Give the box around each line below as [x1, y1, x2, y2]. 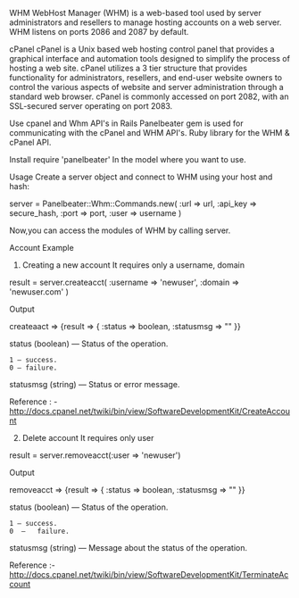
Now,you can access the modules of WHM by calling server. [9, 225, 231, 236]
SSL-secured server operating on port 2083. [9, 101, 173, 111]
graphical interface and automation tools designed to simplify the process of [9, 54, 290, 63]
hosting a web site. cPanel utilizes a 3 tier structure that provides [9, 62, 248, 73]
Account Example [9, 243, 74, 253]
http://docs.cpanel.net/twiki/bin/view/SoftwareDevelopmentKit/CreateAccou [9, 406, 291, 416]
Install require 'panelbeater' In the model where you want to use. [9, 154, 247, 164]
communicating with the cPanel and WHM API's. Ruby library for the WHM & [9, 128, 290, 137]
